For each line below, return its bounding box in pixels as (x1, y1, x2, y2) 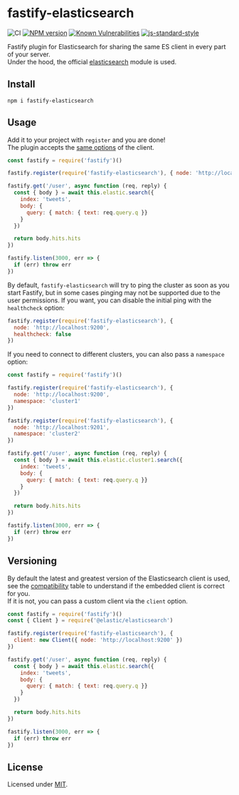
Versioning (7, 555, 57, 568)
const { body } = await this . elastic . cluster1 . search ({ (14, 456, 183, 464)
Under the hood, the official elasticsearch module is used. (7, 57, 177, 66)
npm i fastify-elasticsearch (7, 97, 94, 104)
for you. (7, 589, 31, 597)
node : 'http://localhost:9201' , (14, 424, 110, 431)
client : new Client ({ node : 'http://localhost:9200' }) (14, 637, 183, 644)
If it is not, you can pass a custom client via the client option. (7, 597, 188, 605)
